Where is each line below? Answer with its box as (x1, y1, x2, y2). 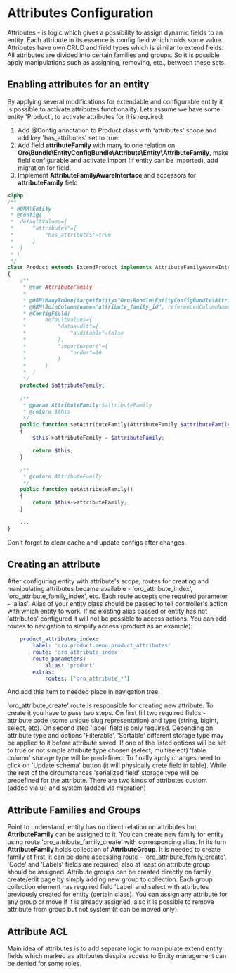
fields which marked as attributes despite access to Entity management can (7, 952, 227, 960)
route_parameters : (32, 655, 86, 662)
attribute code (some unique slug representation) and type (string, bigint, (7, 717, 219, 725)
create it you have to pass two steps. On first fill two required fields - (7, 709, 206, 717)
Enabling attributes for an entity (7, 79, 150, 91)
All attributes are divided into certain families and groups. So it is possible (7, 51, 220, 59)
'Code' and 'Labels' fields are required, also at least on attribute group (7, 860, 211, 869)
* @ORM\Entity (10, 205, 52, 212)
